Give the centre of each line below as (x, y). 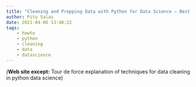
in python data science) (35, 78)
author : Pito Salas (30, 17)
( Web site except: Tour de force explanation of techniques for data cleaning (98, 71)
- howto (26, 33)
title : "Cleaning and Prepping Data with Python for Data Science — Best (98, 11)
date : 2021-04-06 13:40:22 (39, 22)
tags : (13, 28)
